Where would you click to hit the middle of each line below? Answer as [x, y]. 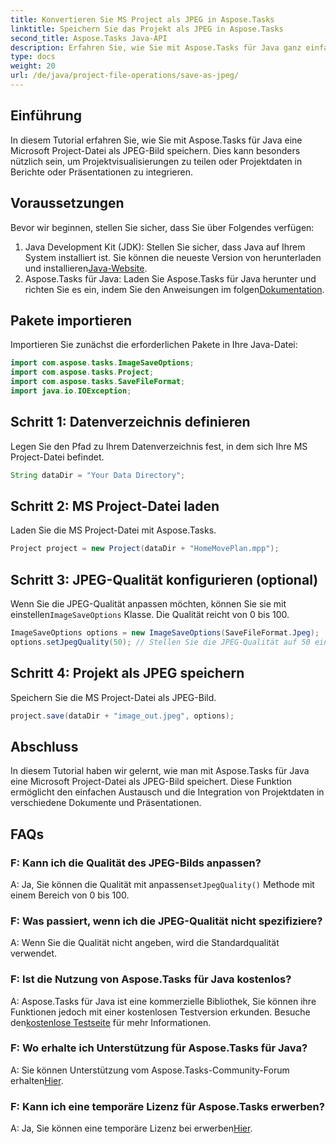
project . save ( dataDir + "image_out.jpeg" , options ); [122, 716]
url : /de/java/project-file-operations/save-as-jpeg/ [125, 76]
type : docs [33, 57]
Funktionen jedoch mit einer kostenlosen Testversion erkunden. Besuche [160, 1012]
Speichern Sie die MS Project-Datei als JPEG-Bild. [113, 697]
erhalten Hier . [37, 1080]
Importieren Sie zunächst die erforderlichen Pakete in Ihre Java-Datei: [154, 345]
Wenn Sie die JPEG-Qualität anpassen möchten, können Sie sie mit [148, 604]
